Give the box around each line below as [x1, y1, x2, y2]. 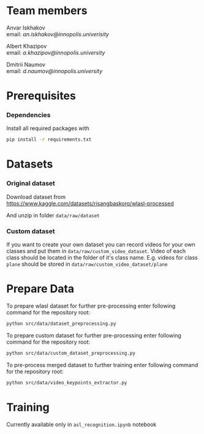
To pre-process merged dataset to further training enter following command [6, 361, 198, 368]
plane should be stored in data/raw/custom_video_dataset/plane [6, 260, 168, 268]
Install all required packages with [6, 125, 90, 132]
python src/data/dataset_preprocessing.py [6, 320, 116, 327]
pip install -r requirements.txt [6, 136, 92, 143]
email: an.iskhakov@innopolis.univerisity [6, 30, 109, 37]
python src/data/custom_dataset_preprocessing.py [6, 350, 136, 356]
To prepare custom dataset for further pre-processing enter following [6, 331, 182, 339]
